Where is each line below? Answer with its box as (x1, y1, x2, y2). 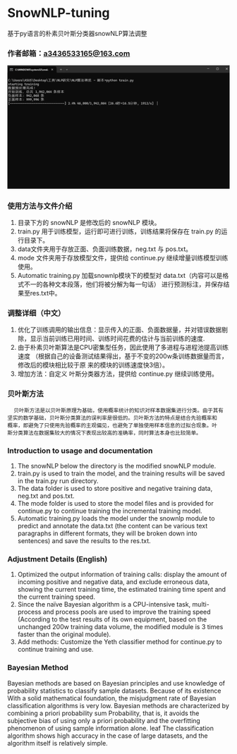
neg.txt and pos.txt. (17, 492, 75, 500)
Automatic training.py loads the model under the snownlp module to (17, 513, 215, 523)
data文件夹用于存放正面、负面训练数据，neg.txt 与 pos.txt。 (17, 245, 193, 253)
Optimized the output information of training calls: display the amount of (17, 570, 227, 579)
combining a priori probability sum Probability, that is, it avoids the (7, 709, 200, 717)
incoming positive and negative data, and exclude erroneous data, (17, 578, 210, 586)
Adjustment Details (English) (7, 554, 108, 564)
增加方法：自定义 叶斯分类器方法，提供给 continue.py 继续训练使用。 (17, 370, 219, 378)
